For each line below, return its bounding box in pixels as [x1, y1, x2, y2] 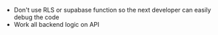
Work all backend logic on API [13, 21, 100, 28]
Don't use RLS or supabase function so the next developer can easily [13, 6, 211, 14]
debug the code [13, 13, 60, 21]
